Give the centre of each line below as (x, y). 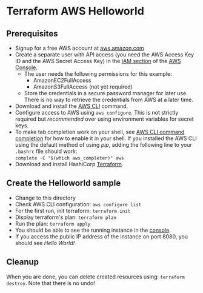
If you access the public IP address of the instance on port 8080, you (101, 236)
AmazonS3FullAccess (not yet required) (83, 87)
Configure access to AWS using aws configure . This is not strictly (97, 113)
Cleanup (23, 262)
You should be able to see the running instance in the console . (93, 230)
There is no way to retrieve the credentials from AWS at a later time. (109, 99)
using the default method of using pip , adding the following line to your (104, 145)
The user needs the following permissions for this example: (98, 74)
